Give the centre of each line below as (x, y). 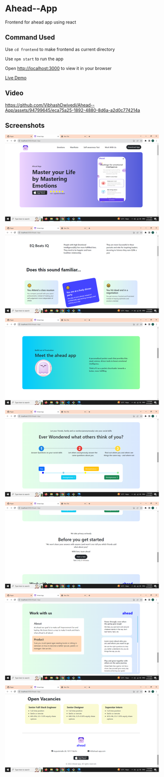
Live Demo (16, 78)
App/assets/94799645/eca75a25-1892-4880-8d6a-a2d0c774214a (73, 110)
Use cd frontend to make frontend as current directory (60, 49)
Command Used (30, 37)
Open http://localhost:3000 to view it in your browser (59, 68)
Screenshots (25, 125)
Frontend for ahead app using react (41, 22)
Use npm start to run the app (34, 59)
